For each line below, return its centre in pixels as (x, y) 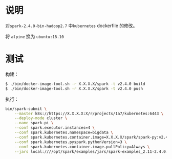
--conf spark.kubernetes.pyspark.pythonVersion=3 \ (71, 142)
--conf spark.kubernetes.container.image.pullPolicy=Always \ (82, 147)
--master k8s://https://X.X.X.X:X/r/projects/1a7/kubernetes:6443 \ (89, 113)
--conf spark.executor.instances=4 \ (55, 128)
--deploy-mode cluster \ (41, 118)
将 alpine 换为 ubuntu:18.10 (35, 36)
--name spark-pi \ (34, 123)
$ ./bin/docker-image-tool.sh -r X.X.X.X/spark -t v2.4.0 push (74, 88)
